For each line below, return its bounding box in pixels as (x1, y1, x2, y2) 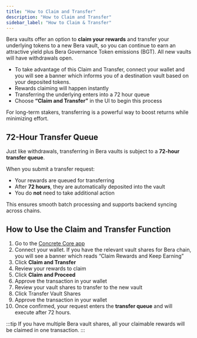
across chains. (6, 207, 42, 214)
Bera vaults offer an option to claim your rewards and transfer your (6, 36, 169, 43)
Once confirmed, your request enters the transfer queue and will (14, 303, 172, 310)
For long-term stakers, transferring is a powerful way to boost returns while (6, 109, 189, 116)
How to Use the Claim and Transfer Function (6, 224, 171, 234)
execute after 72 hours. (14, 309, 72, 316)
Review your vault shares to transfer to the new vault (14, 284, 143, 291)
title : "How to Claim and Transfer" (6, 8, 96, 15)
